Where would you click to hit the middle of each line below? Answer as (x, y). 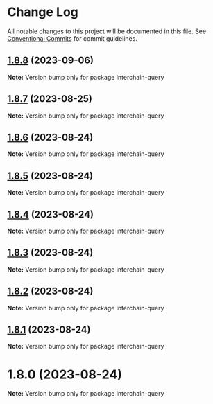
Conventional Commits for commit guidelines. (72, 38)
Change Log (43, 12)
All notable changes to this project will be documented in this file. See (107, 31)
